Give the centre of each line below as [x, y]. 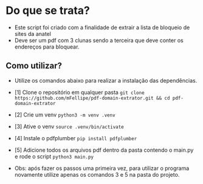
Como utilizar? [34, 66]
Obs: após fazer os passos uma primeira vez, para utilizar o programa [102, 168]
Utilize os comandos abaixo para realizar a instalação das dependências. [106, 80]
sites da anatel [33, 33]
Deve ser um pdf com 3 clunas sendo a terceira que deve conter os [99, 40]
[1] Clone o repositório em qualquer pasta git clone [79, 92]
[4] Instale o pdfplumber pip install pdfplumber [76, 138]
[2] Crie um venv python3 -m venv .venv [65, 114]
